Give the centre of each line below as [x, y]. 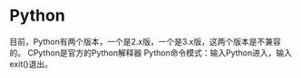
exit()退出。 [31, 64]
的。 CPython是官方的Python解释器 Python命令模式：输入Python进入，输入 [151, 52]
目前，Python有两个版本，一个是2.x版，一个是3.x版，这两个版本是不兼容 [145, 41]
